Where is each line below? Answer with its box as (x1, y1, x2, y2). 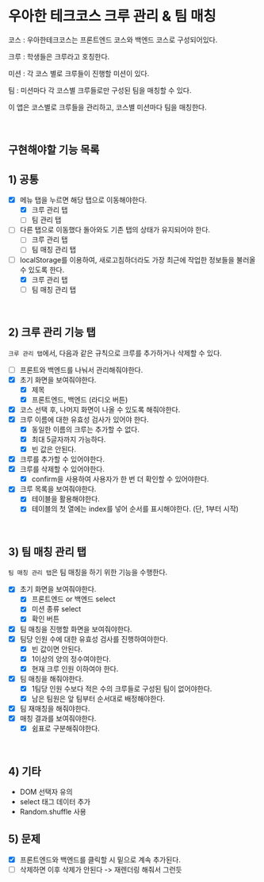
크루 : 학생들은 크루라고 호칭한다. (8, 52, 110, 61)
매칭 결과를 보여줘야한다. (19, 714, 97, 723)
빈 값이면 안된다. (31, 644, 83, 654)
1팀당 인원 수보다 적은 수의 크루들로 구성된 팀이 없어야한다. (31, 684, 212, 693)
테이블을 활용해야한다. (31, 494, 101, 504)
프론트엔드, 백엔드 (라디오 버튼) (31, 394, 128, 405)
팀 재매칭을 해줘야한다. (19, 704, 90, 714)
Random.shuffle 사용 (19, 807, 87, 817)
